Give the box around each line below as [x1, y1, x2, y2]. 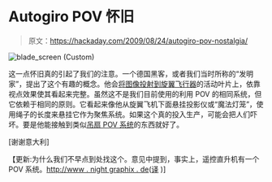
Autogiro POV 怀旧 [8, 7, 135, 26]
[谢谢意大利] [8, 136, 50, 146]
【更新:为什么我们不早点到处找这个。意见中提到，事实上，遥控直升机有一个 [8, 154, 260, 163]
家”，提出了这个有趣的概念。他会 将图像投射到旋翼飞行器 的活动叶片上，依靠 [8, 79, 261, 89]
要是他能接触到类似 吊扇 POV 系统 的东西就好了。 [22, 119, 184, 129]
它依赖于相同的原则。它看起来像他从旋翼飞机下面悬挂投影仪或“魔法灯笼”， [8, 99, 257, 109]
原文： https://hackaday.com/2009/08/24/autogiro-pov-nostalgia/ [28, 36, 248, 45]
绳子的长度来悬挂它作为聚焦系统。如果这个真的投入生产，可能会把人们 [15, 109, 250, 119]
